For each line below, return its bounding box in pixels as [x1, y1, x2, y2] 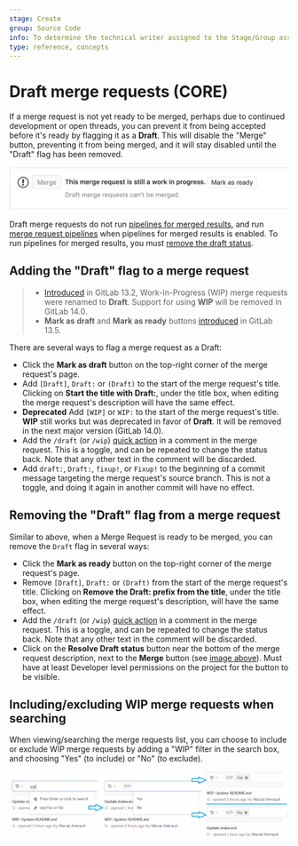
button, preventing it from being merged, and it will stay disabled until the [9, 140, 277, 150]
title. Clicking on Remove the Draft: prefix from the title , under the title [21, 587, 281, 597]
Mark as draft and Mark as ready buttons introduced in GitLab [43, 315, 273, 326]
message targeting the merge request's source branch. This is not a [21, 472, 271, 483]
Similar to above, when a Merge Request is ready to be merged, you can [9, 531, 273, 542]
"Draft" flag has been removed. [9, 149, 123, 160]
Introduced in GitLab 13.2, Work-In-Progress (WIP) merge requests [43, 287, 288, 298]
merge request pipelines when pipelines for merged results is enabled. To [9, 227, 278, 239]
